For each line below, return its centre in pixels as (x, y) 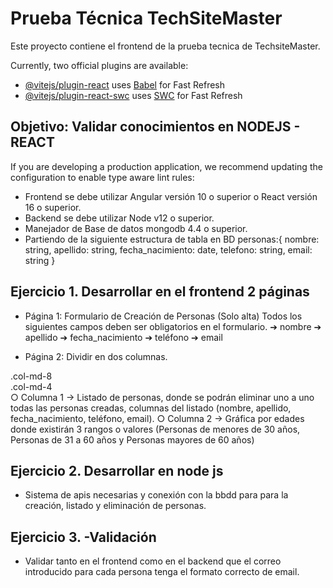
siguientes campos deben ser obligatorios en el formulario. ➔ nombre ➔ (173, 326)
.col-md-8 (31, 376)
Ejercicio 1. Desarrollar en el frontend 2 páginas (160, 292)
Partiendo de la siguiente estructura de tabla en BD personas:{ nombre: (172, 239)
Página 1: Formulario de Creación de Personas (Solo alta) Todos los (163, 316)
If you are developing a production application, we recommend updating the (166, 166)
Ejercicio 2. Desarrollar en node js (117, 470)
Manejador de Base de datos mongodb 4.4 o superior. (136, 228)
